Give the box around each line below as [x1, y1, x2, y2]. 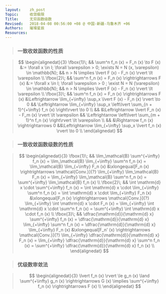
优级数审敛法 [17, 261, 48, 268]
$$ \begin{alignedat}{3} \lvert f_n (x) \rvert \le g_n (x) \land [29, 273, 150, 279]
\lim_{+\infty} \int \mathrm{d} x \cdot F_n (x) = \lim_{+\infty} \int [24, 200, 155, 206]
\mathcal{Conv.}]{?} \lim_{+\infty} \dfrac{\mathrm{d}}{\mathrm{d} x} [19, 232, 160, 238]
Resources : [5, 30, 28, 35]
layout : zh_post [5, 7, 46, 12]
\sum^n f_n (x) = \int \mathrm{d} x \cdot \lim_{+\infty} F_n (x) [27, 190, 152, 196]
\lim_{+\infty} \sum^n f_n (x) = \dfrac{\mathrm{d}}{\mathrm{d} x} [23, 221, 156, 227]
